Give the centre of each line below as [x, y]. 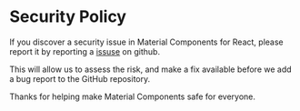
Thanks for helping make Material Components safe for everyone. [133, 96]
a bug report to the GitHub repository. [80, 78]
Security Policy [68, 17]
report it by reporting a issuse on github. [85, 51]
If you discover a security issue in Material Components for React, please [146, 42]
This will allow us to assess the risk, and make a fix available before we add [151, 69]
